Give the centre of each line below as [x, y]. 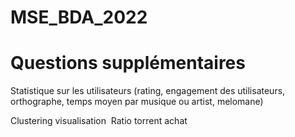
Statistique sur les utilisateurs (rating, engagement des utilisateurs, [148, 91]
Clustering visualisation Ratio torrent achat [99, 121]
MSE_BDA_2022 [79, 17]
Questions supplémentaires [128, 63]
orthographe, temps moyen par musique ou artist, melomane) [137, 102]
